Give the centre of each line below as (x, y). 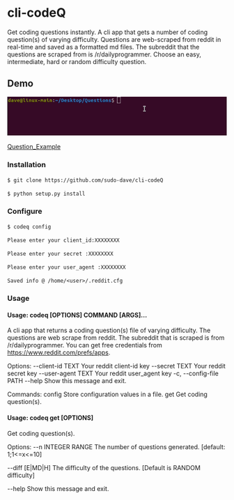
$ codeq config (29, 227)
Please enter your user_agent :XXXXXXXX (67, 267)
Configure (25, 211)
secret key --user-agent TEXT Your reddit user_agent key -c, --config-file (113, 373)
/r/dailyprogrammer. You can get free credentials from (85, 345)
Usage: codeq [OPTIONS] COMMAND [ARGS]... (77, 315)
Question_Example (34, 146)
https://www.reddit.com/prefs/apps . (59, 352)
